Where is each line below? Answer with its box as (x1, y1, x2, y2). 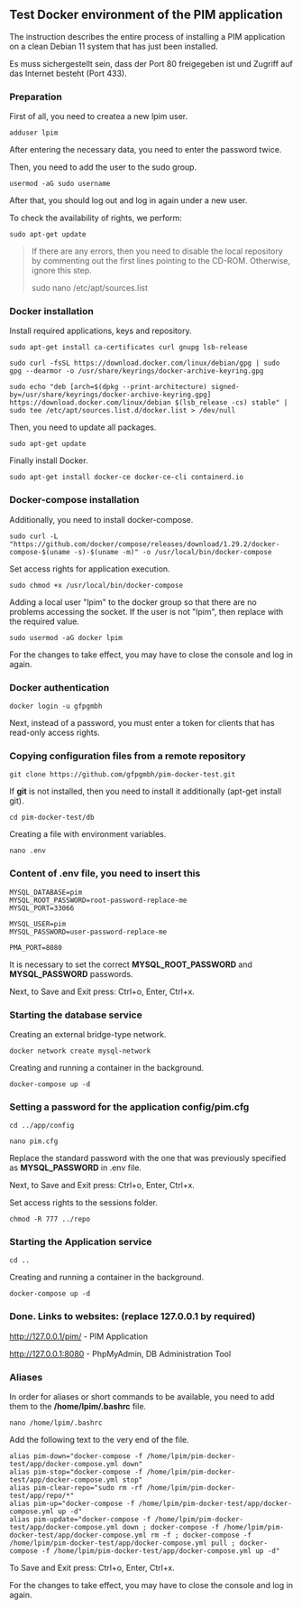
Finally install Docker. (9, 455, 88, 466)
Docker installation (9, 305, 95, 318)
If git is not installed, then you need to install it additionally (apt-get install (9, 786, 282, 797)
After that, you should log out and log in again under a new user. (9, 195, 248, 206)
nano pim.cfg (9, 1137, 59, 1146)
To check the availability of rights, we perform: (9, 212, 183, 224)
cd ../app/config (9, 1121, 75, 1130)
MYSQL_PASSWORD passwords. (9, 968, 133, 979)
